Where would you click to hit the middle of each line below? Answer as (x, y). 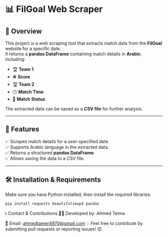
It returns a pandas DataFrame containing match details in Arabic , (74, 54)
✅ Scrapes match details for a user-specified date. (57, 141)
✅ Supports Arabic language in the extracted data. (57, 147)
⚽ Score (21, 77)
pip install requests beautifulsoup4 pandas (52, 203)
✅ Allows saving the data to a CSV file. (45, 158)
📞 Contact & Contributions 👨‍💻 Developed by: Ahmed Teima (65, 213)
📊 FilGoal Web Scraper (54, 9)
